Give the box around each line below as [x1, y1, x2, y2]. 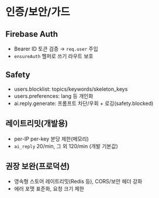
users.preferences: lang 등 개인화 [13, 92, 94, 100]
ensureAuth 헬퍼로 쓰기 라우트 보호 [13, 53, 94, 59]
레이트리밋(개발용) [5, 118, 68, 129]
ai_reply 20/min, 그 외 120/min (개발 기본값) [13, 142, 118, 149]
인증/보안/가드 [5, 5, 71, 19]
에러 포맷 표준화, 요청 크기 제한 [13, 185, 84, 192]
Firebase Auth [5, 29, 58, 39]
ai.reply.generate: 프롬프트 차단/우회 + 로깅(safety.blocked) [13, 100, 154, 107]
